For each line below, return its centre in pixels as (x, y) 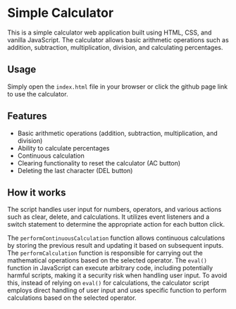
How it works (37, 193)
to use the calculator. (38, 94)
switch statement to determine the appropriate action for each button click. (116, 225)
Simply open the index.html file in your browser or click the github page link (117, 87)
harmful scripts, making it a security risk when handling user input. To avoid (117, 275)
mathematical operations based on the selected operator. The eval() (107, 260)
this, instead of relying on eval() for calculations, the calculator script (108, 283)
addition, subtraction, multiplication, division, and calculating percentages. (115, 47)
